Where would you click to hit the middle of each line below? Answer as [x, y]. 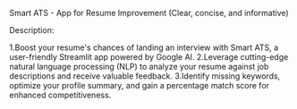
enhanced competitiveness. [60, 95]
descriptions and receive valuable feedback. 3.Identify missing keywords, [145, 76]
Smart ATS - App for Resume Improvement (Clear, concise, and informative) [149, 13]
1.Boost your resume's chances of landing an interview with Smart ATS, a [144, 47]
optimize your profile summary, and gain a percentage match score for [140, 85]
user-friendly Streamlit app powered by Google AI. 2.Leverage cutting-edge [149, 57]
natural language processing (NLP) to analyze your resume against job [139, 67]
